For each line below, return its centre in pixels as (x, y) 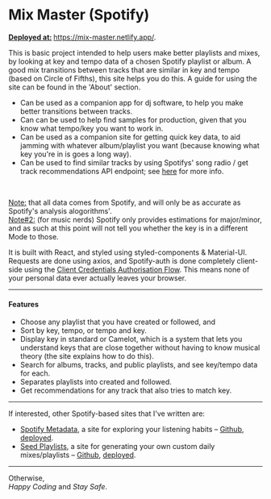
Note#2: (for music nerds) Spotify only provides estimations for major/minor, (135, 219)
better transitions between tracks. (76, 111)
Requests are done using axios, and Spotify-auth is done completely (122, 260)
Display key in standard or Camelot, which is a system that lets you (131, 339)
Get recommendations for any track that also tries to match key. (126, 391)
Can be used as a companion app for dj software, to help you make (131, 102)
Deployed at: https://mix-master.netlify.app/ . (82, 37)
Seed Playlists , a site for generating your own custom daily (117, 447)
